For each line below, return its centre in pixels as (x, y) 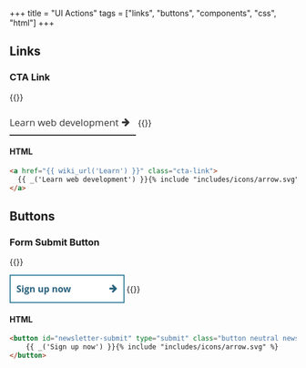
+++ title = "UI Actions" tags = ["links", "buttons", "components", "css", (143, 13)
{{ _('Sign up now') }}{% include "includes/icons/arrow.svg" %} (153, 347)
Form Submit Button (55, 242)
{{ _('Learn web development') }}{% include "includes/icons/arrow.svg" (158, 179)
